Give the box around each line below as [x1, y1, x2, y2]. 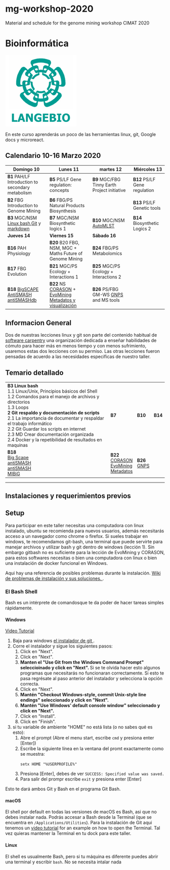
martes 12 [99, 166, 122, 173]
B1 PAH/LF [7, 174, 30, 180]
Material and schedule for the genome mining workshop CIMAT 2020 [5, 20, 150, 26]
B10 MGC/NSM [92, 217, 125, 223]
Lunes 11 [59, 166, 79, 173]
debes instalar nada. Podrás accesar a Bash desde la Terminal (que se [5, 814, 152, 820]
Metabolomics [92, 250, 122, 256]
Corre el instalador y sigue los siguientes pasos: [12, 643, 113, 649]
